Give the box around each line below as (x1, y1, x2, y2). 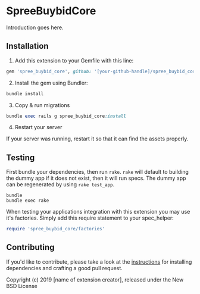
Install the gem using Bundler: (14, 79, 88, 86)
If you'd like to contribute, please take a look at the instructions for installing (6, 258, 192, 265)
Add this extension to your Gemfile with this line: (14, 57, 134, 64)
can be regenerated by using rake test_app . (6, 181, 115, 188)
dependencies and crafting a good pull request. (6, 264, 123, 271)
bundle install (6, 90, 44, 96)
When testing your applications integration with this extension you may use (6, 208, 190, 215)
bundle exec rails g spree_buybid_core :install (6, 113, 127, 119)
